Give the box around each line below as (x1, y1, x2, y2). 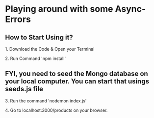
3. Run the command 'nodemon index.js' (5, 98, 87, 103)
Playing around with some (5, 3, 113, 15)
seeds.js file (5, 85, 43, 93)
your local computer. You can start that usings (5, 77, 150, 86)
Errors (5, 14, 31, 25)
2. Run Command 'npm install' (5, 56, 66, 61)
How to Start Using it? (5, 33, 74, 41)
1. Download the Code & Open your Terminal (5, 46, 95, 52)
